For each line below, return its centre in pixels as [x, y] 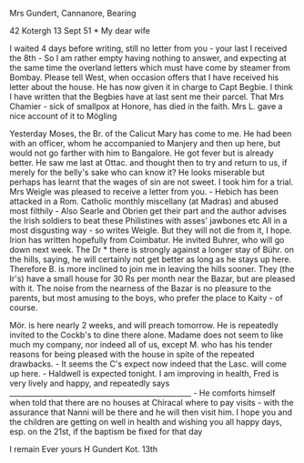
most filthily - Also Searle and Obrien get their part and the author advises [148, 211]
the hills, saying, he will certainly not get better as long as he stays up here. [151, 259]
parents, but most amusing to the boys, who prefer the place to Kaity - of [147, 298]
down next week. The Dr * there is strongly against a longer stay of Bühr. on [152, 250]
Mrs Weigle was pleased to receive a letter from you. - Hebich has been [144, 191]
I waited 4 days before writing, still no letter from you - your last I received [148, 48]
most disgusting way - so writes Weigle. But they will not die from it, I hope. [151, 230]
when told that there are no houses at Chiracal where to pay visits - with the [152, 403]
